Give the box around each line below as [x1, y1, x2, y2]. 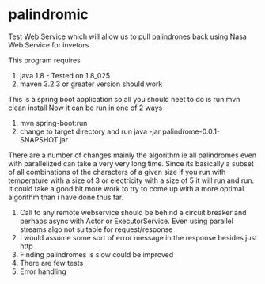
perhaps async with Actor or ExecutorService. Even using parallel [19, 216, 233, 225]
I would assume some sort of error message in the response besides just [19, 233, 258, 242]
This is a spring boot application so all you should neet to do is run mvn [8, 94, 240, 104]
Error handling [19, 267, 66, 276]
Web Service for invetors [8, 40, 89, 49]
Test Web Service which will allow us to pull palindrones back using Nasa [8, 32, 247, 41]
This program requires [8, 55, 81, 65]
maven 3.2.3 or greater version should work [19, 79, 163, 89]
